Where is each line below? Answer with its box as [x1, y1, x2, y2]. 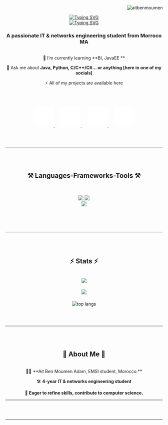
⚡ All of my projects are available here [44, 80, 123, 86]
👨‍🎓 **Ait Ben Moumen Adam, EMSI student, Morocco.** [25, 369, 142, 375]
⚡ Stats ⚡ [69, 257, 98, 265]
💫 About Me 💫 [62, 350, 106, 358]
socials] [75, 70, 92, 76]
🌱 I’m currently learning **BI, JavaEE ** [42, 55, 125, 61]
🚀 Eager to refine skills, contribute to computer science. [24, 390, 143, 396]
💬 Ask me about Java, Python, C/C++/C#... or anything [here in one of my [6, 65, 161, 71]
